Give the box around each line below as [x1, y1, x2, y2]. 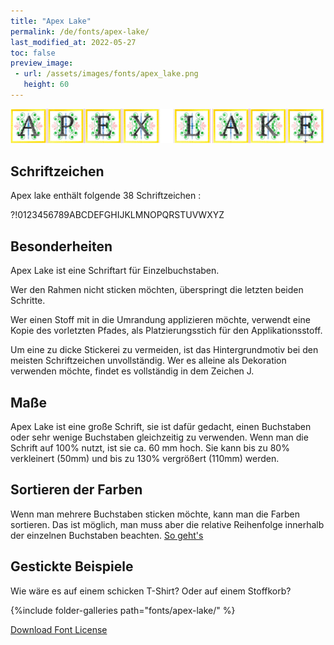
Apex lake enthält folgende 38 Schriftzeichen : [10, 190, 202, 202]
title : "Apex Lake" [10, 16, 92, 26]
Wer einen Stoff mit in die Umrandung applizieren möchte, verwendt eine [10, 314, 311, 326]
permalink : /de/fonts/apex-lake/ [10, 26, 150, 37]
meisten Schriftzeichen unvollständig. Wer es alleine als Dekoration [10, 355, 287, 367]
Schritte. [10, 295, 46, 307]
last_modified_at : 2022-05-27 [10, 37, 137, 47]
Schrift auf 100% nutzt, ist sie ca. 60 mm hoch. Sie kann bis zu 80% [10, 441, 290, 454]
